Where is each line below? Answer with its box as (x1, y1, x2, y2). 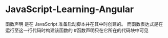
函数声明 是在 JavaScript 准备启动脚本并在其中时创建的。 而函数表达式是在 (5, 21, 163, 27)
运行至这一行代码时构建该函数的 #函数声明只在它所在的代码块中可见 (5, 27, 149, 33)
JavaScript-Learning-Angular (5, 4, 134, 15)
